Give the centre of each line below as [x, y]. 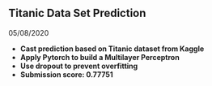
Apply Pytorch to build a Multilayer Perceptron [100, 57]
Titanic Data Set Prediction [77, 13]
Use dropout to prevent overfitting [79, 66]
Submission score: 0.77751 [66, 74]
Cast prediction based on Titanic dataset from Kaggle [112, 49]
